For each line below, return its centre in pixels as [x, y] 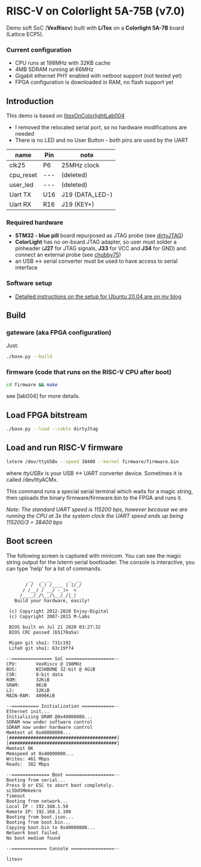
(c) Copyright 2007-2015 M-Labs [49, 616]
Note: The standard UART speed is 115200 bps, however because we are [97, 509]
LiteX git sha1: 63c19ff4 [41, 648]
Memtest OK [20, 748]
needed [24, 134]
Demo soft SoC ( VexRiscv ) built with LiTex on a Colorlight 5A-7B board [95, 28]
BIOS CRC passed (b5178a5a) [44, 632]
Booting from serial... [36, 780]
